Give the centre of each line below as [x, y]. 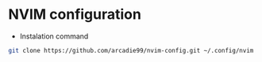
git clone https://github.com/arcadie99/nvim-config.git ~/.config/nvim [131, 50]
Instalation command [54, 36]
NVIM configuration [75, 15]
